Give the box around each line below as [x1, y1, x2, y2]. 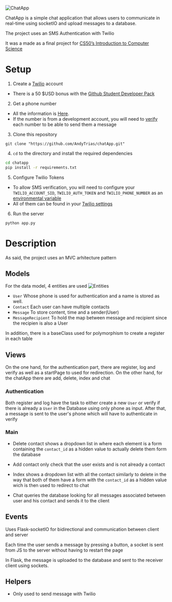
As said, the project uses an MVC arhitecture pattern [5, 254, 117, 260]
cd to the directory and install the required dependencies [12, 150, 132, 156]
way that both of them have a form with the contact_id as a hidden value [12, 477, 167, 483]
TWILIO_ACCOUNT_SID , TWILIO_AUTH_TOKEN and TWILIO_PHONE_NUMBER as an [12, 190, 163, 196]
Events [5, 513, 28, 521]
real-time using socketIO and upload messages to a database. [5, 21, 137, 26]
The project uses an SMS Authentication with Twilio [5, 30, 114, 36]
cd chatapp [5, 160, 29, 165]
